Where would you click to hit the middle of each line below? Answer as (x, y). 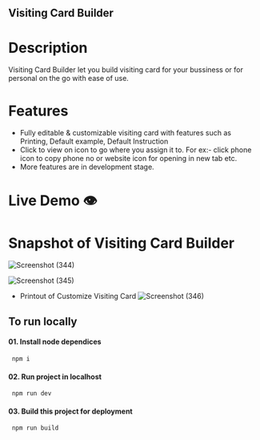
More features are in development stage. (87, 167)
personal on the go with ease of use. (69, 79)
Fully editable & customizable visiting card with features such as (126, 133)
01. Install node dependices (55, 342)
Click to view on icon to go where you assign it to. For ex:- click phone (136, 150)
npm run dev (32, 394)
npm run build (35, 428)
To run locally (43, 321)
